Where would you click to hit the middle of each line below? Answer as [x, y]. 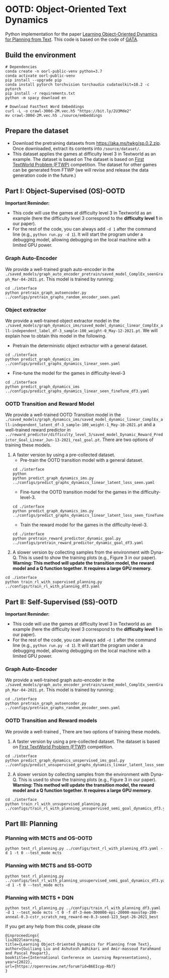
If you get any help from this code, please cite [53, 926]
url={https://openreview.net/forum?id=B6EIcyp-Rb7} [60, 966]
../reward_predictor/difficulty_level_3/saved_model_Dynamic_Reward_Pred [84, 435]
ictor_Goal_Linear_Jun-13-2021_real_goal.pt [53, 440]
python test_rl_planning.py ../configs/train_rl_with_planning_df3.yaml [83, 908]
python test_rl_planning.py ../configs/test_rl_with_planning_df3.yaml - [84, 849]
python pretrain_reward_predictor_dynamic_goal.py [67, 538]
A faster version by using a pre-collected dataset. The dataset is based [86, 741]
